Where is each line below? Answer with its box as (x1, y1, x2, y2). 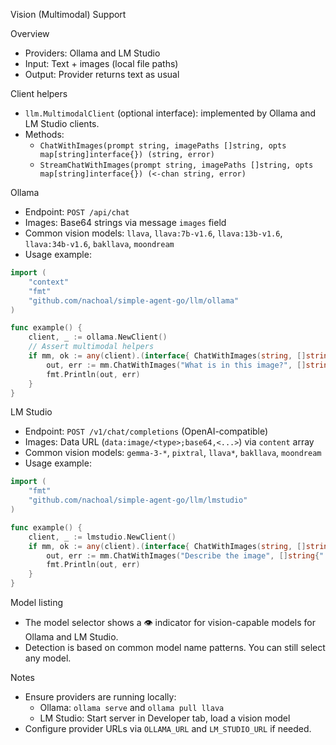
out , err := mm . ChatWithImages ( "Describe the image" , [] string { (46, 550, 320, 561)
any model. (24, 652, 72, 664)
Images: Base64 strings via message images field (24, 217, 227, 228)
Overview (10, 28, 50, 39)
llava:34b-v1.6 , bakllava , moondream (24, 238, 175, 249)
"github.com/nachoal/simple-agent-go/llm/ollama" (28, 295, 240, 306)
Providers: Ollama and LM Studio (24, 47, 161, 59)
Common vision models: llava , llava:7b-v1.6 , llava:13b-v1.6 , (24, 227, 283, 239)
